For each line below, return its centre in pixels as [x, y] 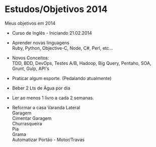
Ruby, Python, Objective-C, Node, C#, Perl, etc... [62, 48]
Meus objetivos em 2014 [30, 23]
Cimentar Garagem [32, 118]
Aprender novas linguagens [41, 43]
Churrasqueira [27, 123]
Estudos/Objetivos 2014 [56, 9]
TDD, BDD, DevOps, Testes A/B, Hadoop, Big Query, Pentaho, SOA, [82, 63]
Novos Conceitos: [30, 58]
